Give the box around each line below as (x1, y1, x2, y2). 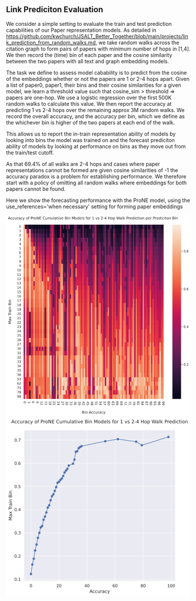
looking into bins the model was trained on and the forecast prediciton (6, 136, 176, 143)
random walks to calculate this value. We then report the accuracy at (6, 100, 172, 107)
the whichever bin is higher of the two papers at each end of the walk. (6, 119, 176, 126)
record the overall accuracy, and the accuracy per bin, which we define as (6, 113, 185, 120)
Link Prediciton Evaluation (6, 5, 104, 15)
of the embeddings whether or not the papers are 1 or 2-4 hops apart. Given (6, 75, 190, 82)
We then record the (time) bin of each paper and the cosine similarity (6, 51, 173, 58)
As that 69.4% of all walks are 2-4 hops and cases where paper (6, 160, 160, 167)
